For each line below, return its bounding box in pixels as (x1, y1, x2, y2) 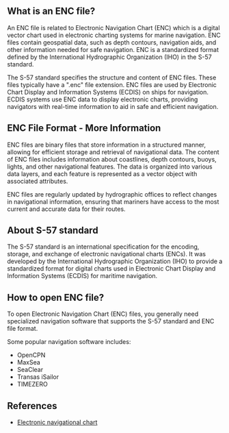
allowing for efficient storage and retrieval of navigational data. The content (7, 147, 220, 156)
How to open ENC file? (7, 291, 105, 304)
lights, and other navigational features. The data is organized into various (7, 162, 213, 171)
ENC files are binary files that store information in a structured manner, (7, 140, 206, 149)
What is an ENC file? (7, 5, 96, 17)
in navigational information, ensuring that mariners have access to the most (7, 197, 219, 206)
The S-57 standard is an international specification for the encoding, (7, 243, 200, 251)
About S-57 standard (7, 225, 98, 236)
